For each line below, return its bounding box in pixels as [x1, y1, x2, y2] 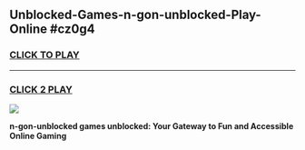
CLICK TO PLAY [9, 49, 80, 62]
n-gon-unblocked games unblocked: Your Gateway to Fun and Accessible [9, 120, 294, 131]
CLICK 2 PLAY [9, 83, 73, 95]
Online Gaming [9, 130, 67, 141]
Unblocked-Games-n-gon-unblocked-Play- [9, 7, 261, 23]
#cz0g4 [49, 22, 95, 37]
